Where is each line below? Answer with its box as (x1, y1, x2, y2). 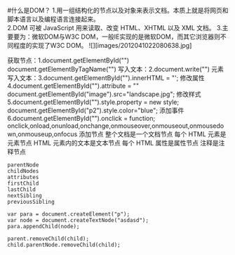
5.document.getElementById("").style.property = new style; (7, 98, 180, 106)
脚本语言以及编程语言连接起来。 (7, 15, 100, 23)
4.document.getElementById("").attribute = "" (7, 81, 139, 90)
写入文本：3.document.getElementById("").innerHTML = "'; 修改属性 (7, 74, 205, 82)
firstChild (7, 180, 39, 187)
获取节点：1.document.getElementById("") (7, 56, 130, 65)
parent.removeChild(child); (7, 235, 90, 242)
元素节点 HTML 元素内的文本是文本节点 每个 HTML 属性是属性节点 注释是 (7, 139, 219, 147)
